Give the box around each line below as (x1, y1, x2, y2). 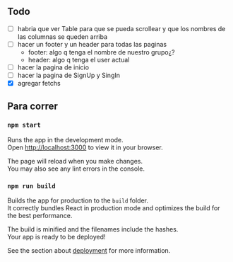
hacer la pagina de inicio (17, 63, 90, 72)
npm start (7, 121, 41, 130)
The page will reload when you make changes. (7, 156, 143, 165)
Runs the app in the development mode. (7, 135, 124, 144)
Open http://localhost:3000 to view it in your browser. (7, 143, 164, 152)
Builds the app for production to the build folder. (7, 196, 149, 205)
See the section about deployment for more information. (7, 246, 171, 255)
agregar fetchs (17, 79, 61, 88)
